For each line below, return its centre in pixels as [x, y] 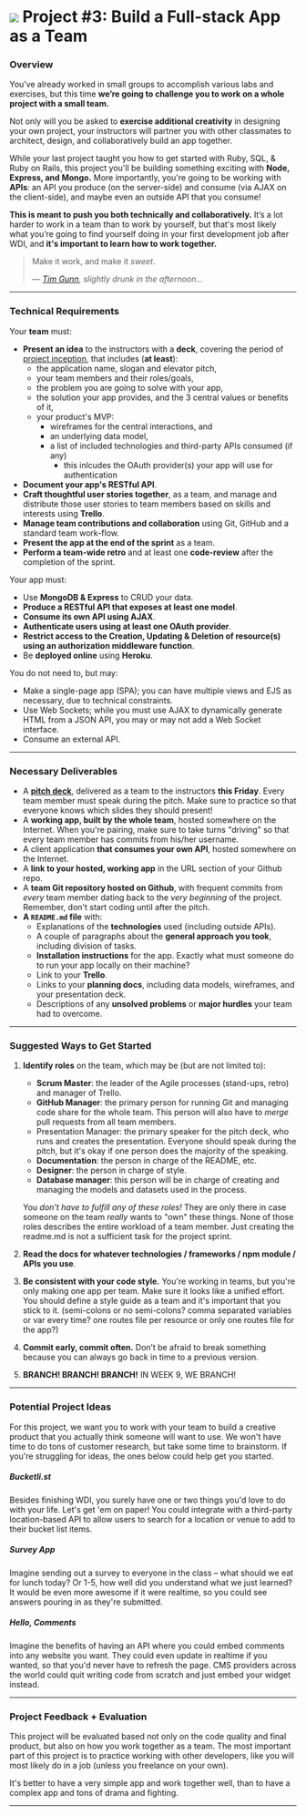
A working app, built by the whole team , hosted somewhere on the [149, 820]
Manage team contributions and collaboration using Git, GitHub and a [156, 523]
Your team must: [41, 331]
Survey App [32, 1550]
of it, [45, 406]
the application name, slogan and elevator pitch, [126, 368]
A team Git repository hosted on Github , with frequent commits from [153, 888]
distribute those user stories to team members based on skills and [147, 504]
